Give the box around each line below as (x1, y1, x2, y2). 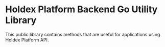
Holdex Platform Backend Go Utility (5, 4, 158, 15)
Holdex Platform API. (5, 37, 49, 43)
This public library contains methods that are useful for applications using (5, 31, 160, 37)
